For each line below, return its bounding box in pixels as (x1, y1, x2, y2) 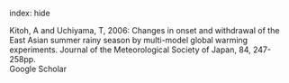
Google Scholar (9, 63, 68, 74)
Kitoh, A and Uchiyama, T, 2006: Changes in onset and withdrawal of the (9, 25, 280, 35)
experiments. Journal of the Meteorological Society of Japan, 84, (9, 44, 251, 55)
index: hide (9, 8, 51, 18)
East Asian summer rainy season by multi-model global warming (9, 35, 248, 45)
